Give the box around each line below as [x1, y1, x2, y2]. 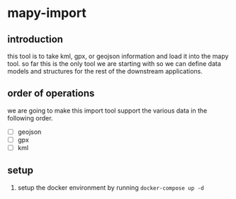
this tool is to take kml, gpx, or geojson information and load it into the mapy [7, 52, 229, 60]
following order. [7, 113, 53, 122]
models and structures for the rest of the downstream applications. [7, 67, 203, 75]
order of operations [7, 87, 95, 100]
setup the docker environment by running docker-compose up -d [17, 183, 204, 192]
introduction [7, 33, 64, 45]
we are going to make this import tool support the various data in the [7, 106, 208, 115]
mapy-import [7, 5, 86, 21]
